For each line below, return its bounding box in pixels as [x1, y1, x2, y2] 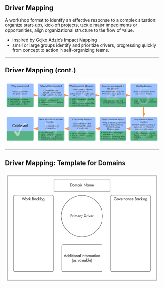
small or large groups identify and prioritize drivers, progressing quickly [12, 42, 156, 48]
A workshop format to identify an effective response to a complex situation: [5, 17, 157, 23]
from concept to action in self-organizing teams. [12, 47, 110, 53]
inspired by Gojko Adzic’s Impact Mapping [12, 37, 97, 43]
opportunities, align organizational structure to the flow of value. [5, 27, 134, 33]
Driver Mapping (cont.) [5, 66, 76, 74]
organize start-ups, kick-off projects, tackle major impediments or [5, 22, 138, 28]
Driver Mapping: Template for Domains [5, 159, 126, 167]
